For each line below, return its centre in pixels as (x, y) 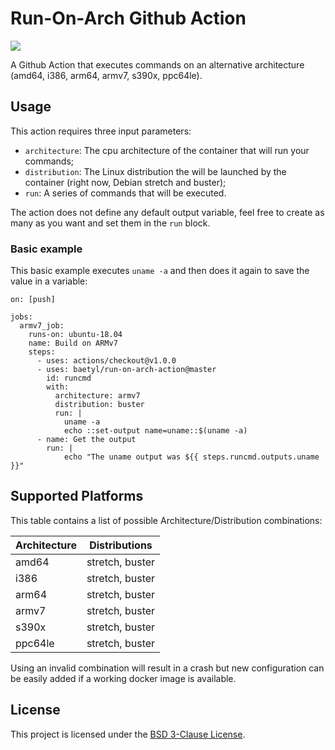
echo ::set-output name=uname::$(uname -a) (155, 431)
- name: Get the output (86, 440)
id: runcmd (69, 378)
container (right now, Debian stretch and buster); (125, 182)
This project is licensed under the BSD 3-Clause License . (128, 734)
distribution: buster (99, 405)
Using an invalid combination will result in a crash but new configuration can (167, 668)
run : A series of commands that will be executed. (125, 193)
